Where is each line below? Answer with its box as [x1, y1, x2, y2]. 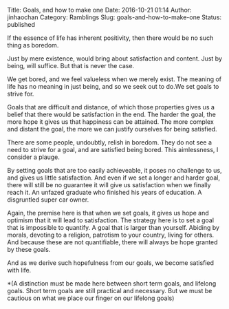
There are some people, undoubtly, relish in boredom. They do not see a [7, 138, 212, 147]
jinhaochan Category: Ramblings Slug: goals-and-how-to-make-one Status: [7, 13, 222, 21]
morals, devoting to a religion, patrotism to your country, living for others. [7, 231, 215, 239]
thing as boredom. [7, 41, 59, 49]
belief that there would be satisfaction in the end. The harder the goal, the [7, 110, 217, 118]
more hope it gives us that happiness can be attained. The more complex [7, 118, 215, 126]
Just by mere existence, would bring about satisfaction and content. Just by [7, 54, 222, 63]
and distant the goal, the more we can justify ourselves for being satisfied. [7, 125, 218, 133]
